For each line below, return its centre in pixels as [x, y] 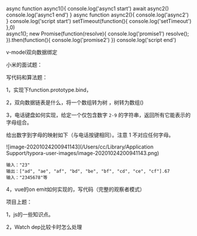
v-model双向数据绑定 [32, 52]
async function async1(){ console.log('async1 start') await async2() [88, 9]
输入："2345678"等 [27, 177]
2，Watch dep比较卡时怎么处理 [44, 227]
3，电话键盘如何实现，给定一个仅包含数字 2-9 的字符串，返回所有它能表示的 [98, 115]
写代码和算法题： [27, 77]
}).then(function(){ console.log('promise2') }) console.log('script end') [91, 40]
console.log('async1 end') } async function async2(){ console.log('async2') [98, 15]
